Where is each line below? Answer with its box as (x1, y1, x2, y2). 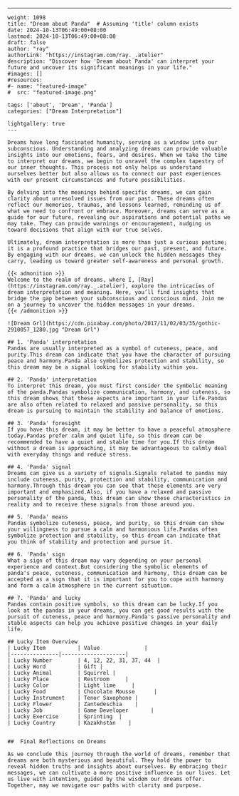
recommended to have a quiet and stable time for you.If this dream (7, 439, 215, 446)
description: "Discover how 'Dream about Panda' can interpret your (7, 58, 215, 65)
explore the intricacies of (131, 282, 215, 290)
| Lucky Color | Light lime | (7, 682, 135, 689)
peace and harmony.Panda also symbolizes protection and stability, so (7, 357, 224, 364)
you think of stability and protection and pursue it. (7, 539, 174, 546)
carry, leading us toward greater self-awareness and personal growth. (7, 257, 224, 265)
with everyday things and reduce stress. (7, 451, 132, 458)
